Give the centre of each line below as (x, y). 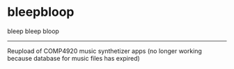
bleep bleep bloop (33, 31)
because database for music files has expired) (74, 58)
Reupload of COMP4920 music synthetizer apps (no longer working (104, 51)
